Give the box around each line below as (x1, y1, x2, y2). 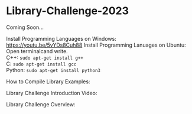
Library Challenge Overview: (6, 100, 76, 108)
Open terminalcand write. (6, 47, 68, 54)
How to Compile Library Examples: (6, 78, 90, 85)
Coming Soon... (6, 24, 44, 31)
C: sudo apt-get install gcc (6, 60, 77, 67)
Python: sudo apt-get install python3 (6, 66, 100, 73)
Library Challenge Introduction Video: (6, 89, 97, 96)
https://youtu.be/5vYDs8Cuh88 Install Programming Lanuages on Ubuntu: (6, 41, 186, 48)
